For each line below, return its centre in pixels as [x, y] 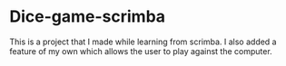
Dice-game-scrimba [88, 17]
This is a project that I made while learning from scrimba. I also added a [143, 42]
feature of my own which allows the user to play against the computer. [141, 51]
